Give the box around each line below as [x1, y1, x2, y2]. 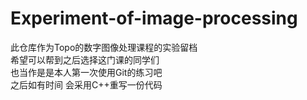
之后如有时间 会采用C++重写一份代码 [10, 78, 163, 91]
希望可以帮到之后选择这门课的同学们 [10, 53, 160, 66]
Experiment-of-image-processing [10, 7, 298, 30]
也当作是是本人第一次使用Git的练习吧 [10, 66, 163, 78]
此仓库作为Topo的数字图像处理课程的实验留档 [10, 41, 198, 53]
